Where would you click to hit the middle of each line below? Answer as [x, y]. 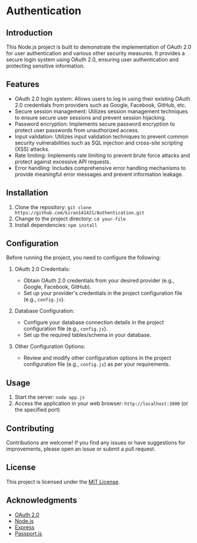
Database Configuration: [45, 311]
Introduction [29, 33]
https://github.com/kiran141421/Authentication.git [79, 213]
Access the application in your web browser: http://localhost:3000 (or [101, 403]
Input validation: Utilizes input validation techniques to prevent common [101, 136]
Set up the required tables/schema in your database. [87, 335]
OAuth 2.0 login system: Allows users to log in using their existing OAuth [102, 98]
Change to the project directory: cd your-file [70, 219]
